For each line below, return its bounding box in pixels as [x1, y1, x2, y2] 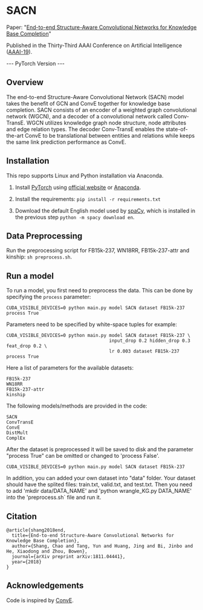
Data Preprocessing [6, 231, 83, 241]
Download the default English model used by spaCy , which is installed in [14, 207, 195, 214]
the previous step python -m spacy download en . [14, 213, 135, 220]
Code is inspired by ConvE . [6, 596, 74, 604]
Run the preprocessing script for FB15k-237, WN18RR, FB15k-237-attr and [6, 247, 190, 254]
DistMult [6, 430, 28, 436]
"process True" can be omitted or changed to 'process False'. [6, 452, 159, 460]
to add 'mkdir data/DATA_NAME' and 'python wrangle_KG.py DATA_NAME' [6, 487, 192, 495]
